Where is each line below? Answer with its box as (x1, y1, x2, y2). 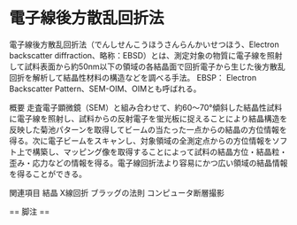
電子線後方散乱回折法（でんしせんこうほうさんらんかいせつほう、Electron (9, 39, 280, 50)
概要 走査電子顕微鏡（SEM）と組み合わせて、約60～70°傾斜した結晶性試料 (9, 102, 283, 112)
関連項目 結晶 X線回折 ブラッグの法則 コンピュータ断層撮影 (9, 187, 225, 198)
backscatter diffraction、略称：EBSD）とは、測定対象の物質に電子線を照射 (9, 50, 283, 60)
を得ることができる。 (9, 168, 87, 179)
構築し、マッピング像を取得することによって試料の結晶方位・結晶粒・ (32, 146, 287, 157)
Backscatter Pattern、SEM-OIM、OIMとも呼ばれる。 (9, 83, 202, 94)
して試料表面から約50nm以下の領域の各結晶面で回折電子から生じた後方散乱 (9, 61, 286, 72)
